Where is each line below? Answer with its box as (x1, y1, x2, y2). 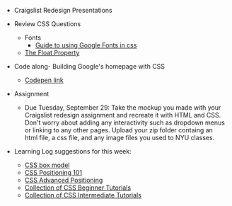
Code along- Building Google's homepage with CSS (13, 62, 165, 70)
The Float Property (24, 49, 80, 57)
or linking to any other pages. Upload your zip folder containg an (24, 126, 214, 134)
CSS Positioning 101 (24, 168, 83, 176)
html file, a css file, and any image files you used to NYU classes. (24, 134, 215, 142)
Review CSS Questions (13, 20, 81, 28)
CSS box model (24, 161, 70, 169)
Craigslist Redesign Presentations (13, 6, 112, 14)
